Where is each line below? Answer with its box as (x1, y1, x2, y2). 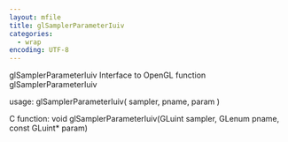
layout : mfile (9, 12, 62, 22)
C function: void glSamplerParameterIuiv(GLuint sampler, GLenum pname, (9, 114, 280, 124)
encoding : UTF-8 (9, 46, 69, 55)
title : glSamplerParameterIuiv (9, 21, 125, 30)
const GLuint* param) (9, 123, 89, 133)
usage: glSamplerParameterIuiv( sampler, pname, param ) (9, 96, 220, 107)
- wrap (17, 37, 42, 47)
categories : (9, 29, 53, 38)
